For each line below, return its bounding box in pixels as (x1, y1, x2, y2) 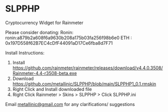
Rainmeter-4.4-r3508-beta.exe (12, 70, 77, 76)
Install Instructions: (5, 50, 45, 56)
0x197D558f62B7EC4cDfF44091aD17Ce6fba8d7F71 (5, 40, 113, 46)
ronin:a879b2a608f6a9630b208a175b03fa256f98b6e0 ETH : (5, 35, 132, 41)
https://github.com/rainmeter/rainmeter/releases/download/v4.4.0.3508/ (12, 65, 163, 71)
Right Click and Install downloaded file (12, 86, 92, 92)
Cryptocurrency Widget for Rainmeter (5, 20, 83, 26)
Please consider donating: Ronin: (5, 29, 74, 35)
